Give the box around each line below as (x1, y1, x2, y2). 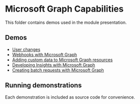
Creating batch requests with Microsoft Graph (12, 67, 105, 73)
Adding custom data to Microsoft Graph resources (12, 57, 113, 63)
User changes (12, 46, 40, 52)
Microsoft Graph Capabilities (5, 3, 124, 15)
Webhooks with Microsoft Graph (12, 52, 77, 57)
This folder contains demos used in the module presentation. (5, 19, 127, 25)
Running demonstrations (5, 81, 82, 89)
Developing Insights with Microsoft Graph (12, 62, 96, 68)
